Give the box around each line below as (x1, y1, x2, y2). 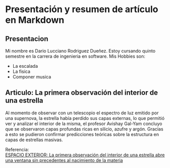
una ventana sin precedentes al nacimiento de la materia (5, 157, 123, 163)
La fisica (12, 68, 30, 74)
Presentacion (5, 34, 49, 43)
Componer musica (12, 74, 52, 79)
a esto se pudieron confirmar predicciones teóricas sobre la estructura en (5, 131, 159, 137)
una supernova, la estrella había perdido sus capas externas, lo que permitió (5, 115, 165, 121)
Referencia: (5, 146, 29, 152)
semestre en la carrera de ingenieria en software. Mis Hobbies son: (5, 53, 146, 59)
